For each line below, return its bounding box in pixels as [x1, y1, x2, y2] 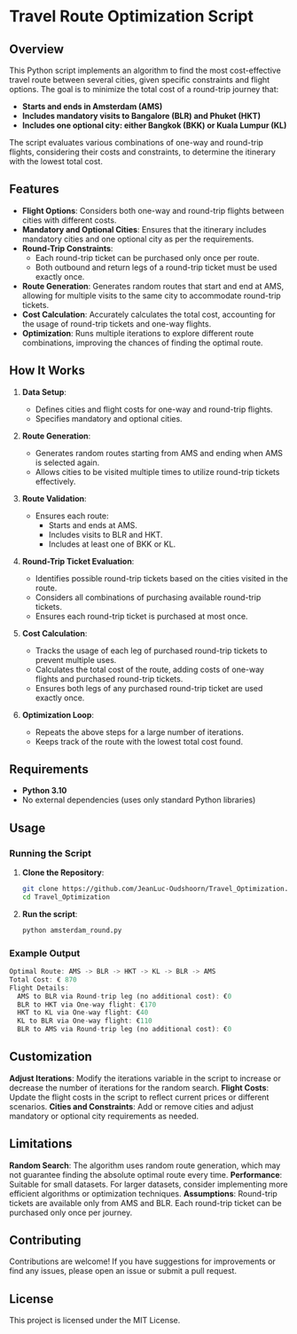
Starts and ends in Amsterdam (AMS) [21, 101, 163, 112]
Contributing [9, 1233, 82, 1248]
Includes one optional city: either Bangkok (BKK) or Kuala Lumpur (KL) [21, 120, 287, 130]
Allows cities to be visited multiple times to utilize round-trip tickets [35, 466, 280, 477]
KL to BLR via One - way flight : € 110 [17, 1016, 152, 1026]
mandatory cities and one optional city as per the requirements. [21, 233, 254, 244]
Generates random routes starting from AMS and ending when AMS [35, 447, 284, 458]
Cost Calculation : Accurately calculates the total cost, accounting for [21, 309, 277, 320]
